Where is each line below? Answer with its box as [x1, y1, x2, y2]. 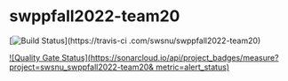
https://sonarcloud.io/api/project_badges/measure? [90, 52, 279, 63]
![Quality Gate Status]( [9, 52, 92, 63]
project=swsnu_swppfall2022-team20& [9, 62, 154, 72]
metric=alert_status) [155, 62, 229, 72]
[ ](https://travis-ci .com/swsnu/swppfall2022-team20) [9, 35, 261, 46]
